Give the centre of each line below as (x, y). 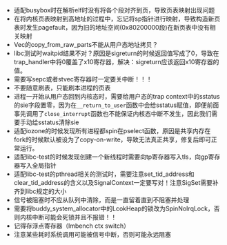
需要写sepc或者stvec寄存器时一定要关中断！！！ (83, 79)
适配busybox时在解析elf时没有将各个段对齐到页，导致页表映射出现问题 (114, 10)
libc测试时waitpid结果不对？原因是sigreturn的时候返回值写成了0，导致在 (116, 53)
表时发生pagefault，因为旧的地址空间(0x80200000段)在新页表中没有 (112, 27)
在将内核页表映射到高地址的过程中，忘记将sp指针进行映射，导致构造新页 (117, 19)
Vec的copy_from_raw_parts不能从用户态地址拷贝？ (86, 45)
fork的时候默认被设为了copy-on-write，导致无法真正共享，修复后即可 (112, 139)
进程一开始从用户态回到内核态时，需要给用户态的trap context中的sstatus (117, 96)
